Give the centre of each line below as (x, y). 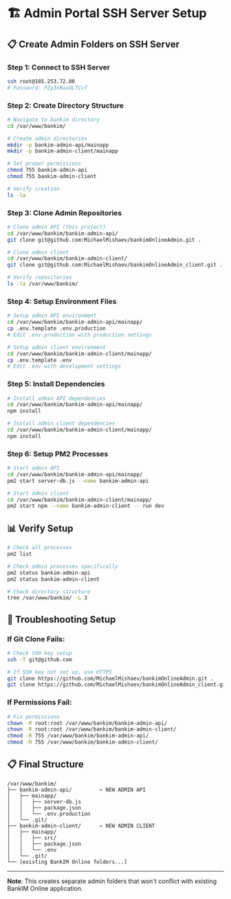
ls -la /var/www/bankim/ (43, 284)
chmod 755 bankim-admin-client (52, 177)
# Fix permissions (33, 717)
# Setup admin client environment (57, 347)
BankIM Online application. (45, 888)
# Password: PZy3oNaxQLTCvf (47, 88)
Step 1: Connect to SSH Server (59, 67)
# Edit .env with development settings (64, 366)
